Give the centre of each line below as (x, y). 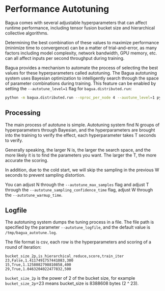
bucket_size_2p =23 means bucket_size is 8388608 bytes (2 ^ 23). (72, 284)
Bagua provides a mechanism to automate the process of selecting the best (82, 68)
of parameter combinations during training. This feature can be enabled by (81, 83)
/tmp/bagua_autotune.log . (31, 233)
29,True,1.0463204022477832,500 (38, 269)
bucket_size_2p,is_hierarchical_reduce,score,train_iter (65, 256)
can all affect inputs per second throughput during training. (65, 58)
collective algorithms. (27, 33)
